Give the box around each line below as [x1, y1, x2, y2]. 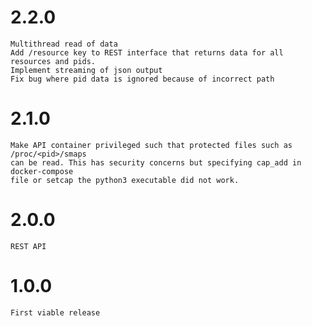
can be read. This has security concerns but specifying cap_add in [10, 157, 302, 168]
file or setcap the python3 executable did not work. [10, 175, 240, 185]
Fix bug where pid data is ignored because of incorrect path [10, 74, 275, 84]
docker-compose [10, 166, 74, 176]
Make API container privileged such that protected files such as [10, 140, 293, 150]
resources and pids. [10, 56, 97, 66]
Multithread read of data [10, 39, 118, 49]
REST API [10, 241, 47, 251]
